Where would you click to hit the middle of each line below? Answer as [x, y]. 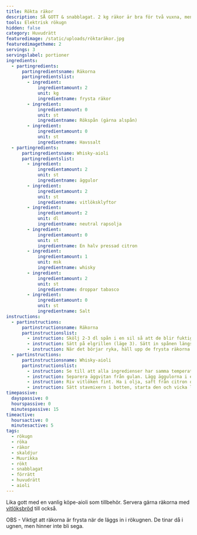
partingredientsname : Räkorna [58, 71]
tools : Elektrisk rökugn [36, 22]
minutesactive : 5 [33, 425]
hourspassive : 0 [31, 404]
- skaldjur [25, 453]
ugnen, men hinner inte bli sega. [45, 526]
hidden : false [23, 28]
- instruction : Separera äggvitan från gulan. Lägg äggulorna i [107, 376]
